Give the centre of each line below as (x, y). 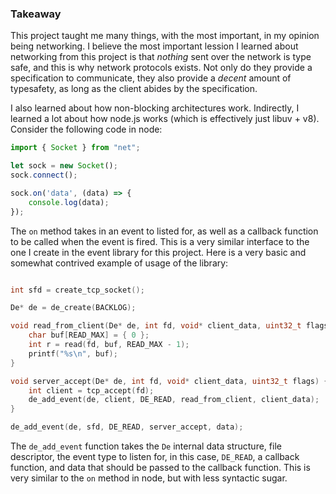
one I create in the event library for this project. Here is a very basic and (158, 252)
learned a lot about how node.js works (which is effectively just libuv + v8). (165, 119)
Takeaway (36, 14)
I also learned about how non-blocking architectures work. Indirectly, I (155, 108)
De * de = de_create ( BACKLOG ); (73, 308)
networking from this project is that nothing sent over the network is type (161, 57)
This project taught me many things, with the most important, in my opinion (165, 36)
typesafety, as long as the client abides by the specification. (134, 89)
